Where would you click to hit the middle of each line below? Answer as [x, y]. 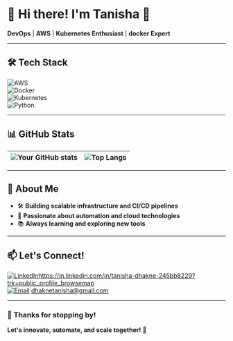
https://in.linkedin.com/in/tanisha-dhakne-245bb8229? [116, 276]
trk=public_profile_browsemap [51, 283]
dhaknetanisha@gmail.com [70, 290]
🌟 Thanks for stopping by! [52, 315]
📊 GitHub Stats [41, 134]
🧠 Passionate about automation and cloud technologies [98, 216]
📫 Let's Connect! [46, 255]
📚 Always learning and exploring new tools [81, 224]
